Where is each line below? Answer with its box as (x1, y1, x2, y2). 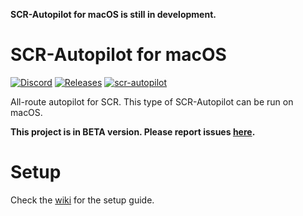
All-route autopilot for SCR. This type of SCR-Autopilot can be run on (10, 95, 294, 108)
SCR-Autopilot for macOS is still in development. (10, 9, 217, 20)
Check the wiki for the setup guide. (10, 194, 155, 206)
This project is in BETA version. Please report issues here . (10, 125, 256, 138)
